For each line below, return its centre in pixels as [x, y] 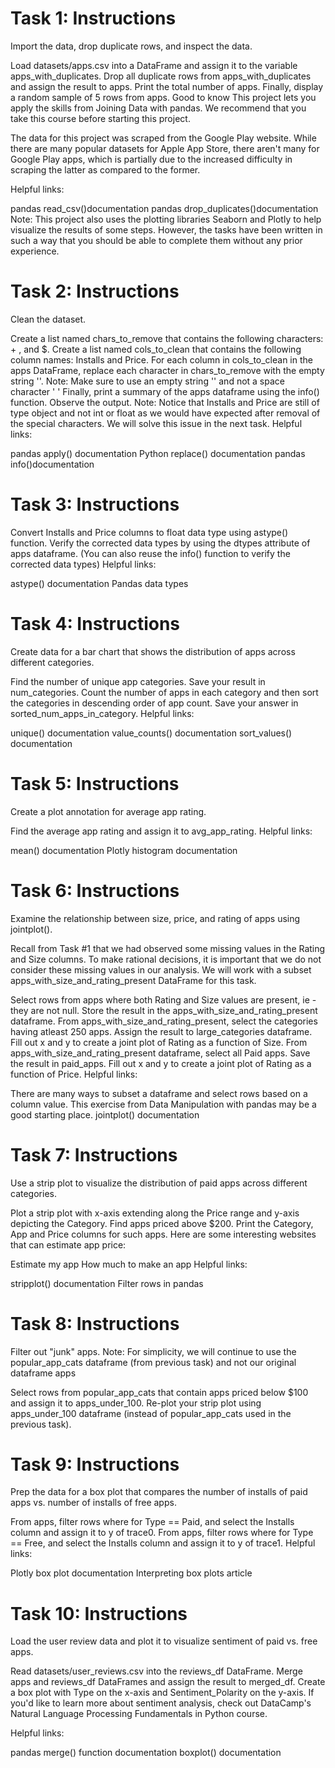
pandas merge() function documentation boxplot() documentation [146, 1753]
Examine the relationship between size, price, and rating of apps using [155, 918]
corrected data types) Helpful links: [83, 564]
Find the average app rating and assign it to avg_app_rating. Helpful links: [161, 831]
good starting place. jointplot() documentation [105, 1114]
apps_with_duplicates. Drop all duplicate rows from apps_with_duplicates [161, 76]
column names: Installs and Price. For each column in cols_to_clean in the [161, 359]
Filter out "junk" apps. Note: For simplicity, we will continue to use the [153, 1351]
